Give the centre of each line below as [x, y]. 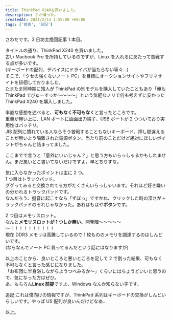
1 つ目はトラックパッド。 [31, 179]
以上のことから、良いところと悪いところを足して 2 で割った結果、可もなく [84, 259]
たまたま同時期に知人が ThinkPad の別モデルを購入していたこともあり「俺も [86, 89]
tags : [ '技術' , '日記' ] [29, 24]
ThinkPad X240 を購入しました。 [40, 102]
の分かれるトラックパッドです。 [39, 192]
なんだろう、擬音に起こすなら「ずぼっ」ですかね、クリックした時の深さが [83, 198]
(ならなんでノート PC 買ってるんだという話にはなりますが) [67, 248]
